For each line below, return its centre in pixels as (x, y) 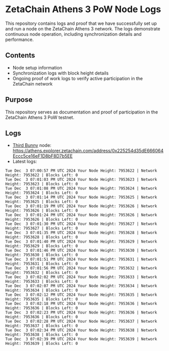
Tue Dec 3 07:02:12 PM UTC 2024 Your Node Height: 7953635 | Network (81, 295)
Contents (20, 55)
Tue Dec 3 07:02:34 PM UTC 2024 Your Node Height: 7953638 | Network (81, 330)
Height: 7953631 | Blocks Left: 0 (42, 264)
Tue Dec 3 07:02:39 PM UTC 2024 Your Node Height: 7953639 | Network (81, 339)
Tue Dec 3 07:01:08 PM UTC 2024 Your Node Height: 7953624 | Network (81, 188)
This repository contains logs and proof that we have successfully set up (81, 23)
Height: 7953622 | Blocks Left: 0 (42, 175)
